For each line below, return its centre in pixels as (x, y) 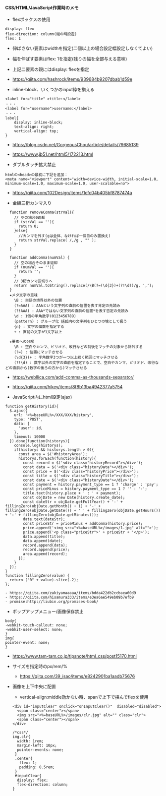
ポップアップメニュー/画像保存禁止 (48, 612)
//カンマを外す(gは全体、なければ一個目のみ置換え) (64, 236)
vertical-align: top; (36, 131)
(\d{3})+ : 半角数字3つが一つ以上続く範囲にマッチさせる (66, 358)
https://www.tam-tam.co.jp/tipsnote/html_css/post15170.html (75, 656)
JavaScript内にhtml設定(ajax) (42, 397)
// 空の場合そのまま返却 (36, 263)
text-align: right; (34, 127)
